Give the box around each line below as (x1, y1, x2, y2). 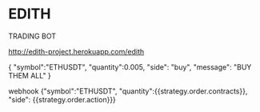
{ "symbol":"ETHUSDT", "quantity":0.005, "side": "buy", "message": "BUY (8, 62, 252, 72)
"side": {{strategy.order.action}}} (8, 94, 116, 104)
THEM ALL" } (8, 70, 52, 80)
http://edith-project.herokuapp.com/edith (8, 46, 145, 56)
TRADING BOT (8, 31, 56, 41)
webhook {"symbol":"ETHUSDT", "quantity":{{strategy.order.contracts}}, (8, 86, 248, 96)
